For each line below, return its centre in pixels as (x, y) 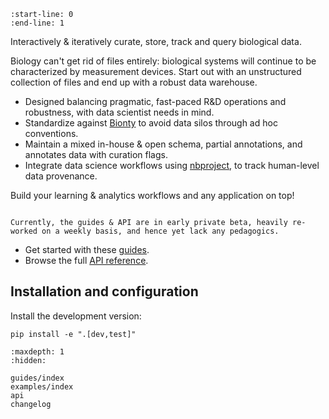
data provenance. (61, 176)
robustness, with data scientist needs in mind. (119, 112)
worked (24, 231)
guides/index (37, 378)
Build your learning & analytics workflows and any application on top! (152, 195)
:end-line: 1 (37, 23)
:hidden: (28, 360)
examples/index (42, 386)
